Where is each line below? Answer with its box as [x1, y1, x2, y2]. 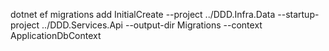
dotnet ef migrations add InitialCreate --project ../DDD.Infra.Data [10, 9, 276, 20]
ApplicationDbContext [10, 30, 102, 41]
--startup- [277, 9, 320, 20]
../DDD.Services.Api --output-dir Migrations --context [41, 19, 263, 31]
